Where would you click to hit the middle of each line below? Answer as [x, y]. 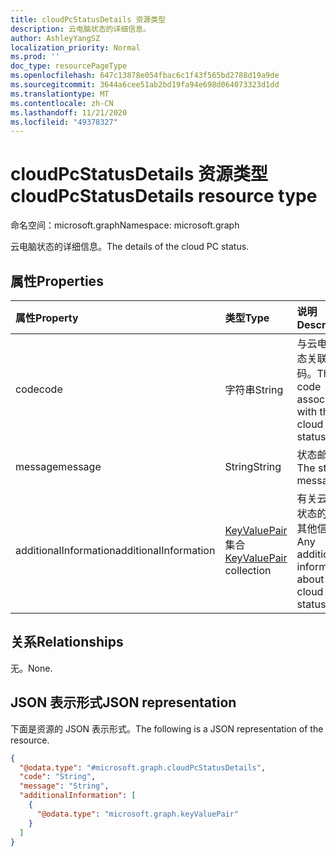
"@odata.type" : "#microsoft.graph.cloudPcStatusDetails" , [143, 767]
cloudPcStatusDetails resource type [164, 196]
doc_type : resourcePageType [69, 66]
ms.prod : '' [35, 57]
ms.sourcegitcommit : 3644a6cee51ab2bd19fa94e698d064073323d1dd [145, 85]
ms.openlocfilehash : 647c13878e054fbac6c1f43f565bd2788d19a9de [145, 76]
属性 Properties [57, 281]
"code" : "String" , [58, 777]
